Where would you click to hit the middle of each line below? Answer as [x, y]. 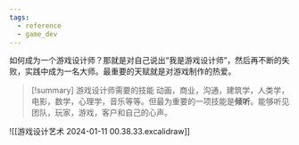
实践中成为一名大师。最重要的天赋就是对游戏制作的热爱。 [130, 71]
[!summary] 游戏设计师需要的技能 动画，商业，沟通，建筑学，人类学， [160, 91]
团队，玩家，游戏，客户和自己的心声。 [101, 113]
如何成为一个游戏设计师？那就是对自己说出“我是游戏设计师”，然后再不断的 [146, 60]
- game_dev [37, 34]
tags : [19, 17]
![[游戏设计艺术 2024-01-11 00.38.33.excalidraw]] [100, 132]
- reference [40, 26]
